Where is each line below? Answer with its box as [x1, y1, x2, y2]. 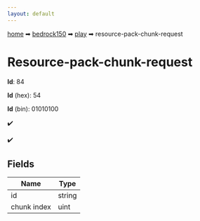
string [58, 191, 77, 201]
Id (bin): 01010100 [7, 105, 59, 113]
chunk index [11, 202, 51, 212]
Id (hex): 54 [7, 91, 41, 99]
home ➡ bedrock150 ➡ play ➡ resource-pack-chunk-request [7, 29, 184, 38]
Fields [7, 158, 35, 170]
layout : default [7, 10, 55, 18]
